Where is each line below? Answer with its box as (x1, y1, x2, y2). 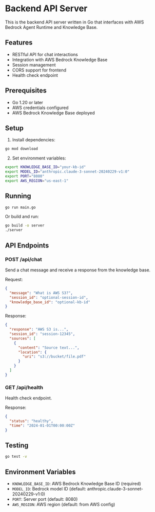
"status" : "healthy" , (9, 419, 54, 423)
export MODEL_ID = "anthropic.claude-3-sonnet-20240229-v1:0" (5, 169, 130, 174)
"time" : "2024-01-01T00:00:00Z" (9, 423, 76, 428)
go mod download (5, 146, 38, 152)
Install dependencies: (12, 137, 56, 143)
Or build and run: (5, 214, 39, 220)
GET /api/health (5, 384, 43, 391)
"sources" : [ (9, 336, 36, 341)
